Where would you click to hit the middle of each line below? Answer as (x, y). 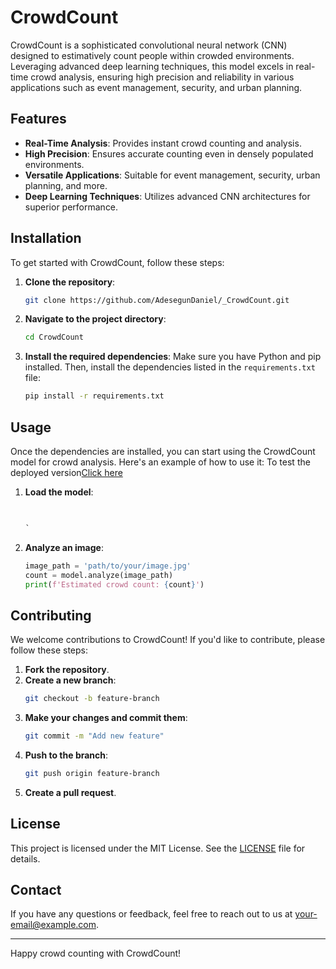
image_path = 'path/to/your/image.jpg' (108, 566)
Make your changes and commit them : (106, 718)
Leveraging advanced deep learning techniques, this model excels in (152, 66)
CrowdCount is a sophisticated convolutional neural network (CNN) (149, 45)
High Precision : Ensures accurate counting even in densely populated (169, 153)
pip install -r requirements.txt (94, 396)
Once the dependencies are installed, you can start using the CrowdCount (163, 451)
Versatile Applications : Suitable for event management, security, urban (172, 175)
